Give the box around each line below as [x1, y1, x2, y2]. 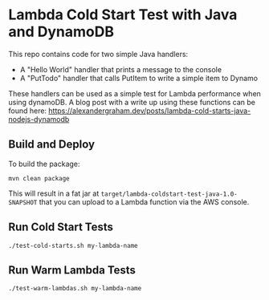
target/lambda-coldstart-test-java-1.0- [100, 190, 238, 198]
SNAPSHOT [8, 198, 38, 206]
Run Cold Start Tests [8, 221, 114, 234]
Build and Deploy [8, 138, 95, 152]
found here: [8, 106, 47, 116]
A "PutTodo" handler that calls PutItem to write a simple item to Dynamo [19, 73, 259, 83]
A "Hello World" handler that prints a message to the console [19, 64, 222, 74]
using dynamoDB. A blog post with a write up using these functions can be [8, 97, 255, 107]
